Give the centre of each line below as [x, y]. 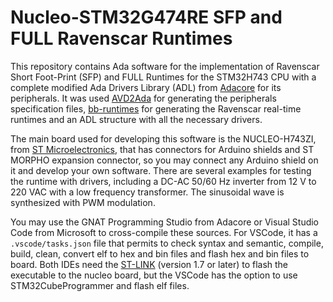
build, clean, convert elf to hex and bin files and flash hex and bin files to [160, 253]
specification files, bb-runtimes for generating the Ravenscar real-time [156, 108]
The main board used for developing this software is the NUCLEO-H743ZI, [163, 138]
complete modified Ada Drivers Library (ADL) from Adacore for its [146, 87]
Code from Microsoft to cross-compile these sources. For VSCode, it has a [164, 232]
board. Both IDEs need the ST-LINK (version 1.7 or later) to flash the [149, 264]
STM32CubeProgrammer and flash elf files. [100, 285]
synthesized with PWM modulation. [83, 202]
